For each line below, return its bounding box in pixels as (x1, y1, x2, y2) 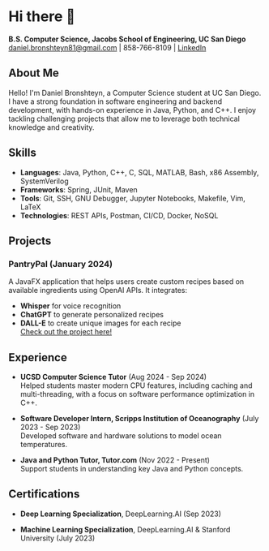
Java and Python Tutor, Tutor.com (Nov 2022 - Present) (19, 455, 211, 465)
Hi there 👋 (8, 7, 75, 26)
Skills (8, 146, 36, 160)
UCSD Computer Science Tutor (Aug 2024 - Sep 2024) (19, 372, 207, 382)
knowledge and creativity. (8, 122, 95, 132)
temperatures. (19, 440, 68, 450)
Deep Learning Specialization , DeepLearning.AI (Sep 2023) (19, 509, 221, 519)
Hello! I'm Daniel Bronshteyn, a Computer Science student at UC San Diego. (8, 88, 262, 97)
